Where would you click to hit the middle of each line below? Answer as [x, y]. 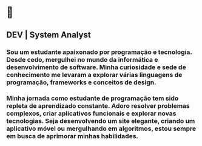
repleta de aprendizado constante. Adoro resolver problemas [98, 106]
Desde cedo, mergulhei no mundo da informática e [82, 59]
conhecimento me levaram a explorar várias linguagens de [94, 75]
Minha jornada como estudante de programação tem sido [93, 98]
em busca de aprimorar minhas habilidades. [72, 136]
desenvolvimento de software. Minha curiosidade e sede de [96, 67]
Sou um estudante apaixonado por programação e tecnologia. [99, 52]
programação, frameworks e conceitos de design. [81, 82]
